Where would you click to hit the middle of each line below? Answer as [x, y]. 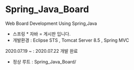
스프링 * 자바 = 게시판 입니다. [42, 33]
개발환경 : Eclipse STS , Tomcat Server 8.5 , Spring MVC [71, 40]
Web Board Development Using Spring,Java [51, 23]
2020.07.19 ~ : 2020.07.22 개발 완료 [42, 51]
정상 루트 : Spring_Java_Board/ [44, 61]
